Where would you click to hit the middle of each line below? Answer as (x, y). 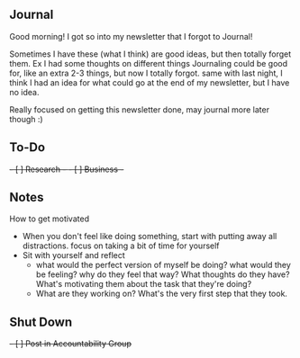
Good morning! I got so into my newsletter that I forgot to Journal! (131, 36)
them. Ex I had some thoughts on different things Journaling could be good (149, 63)
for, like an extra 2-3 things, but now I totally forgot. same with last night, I (146, 73)
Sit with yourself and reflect (74, 255)
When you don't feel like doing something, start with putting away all (150, 237)
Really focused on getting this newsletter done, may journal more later (140, 109)
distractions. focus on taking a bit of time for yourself (121, 246)
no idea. (24, 92)
